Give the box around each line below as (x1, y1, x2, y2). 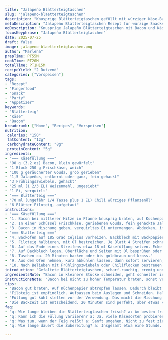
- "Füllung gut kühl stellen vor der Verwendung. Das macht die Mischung (5, 295, 162, 300)
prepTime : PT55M (5, 53, 39, 59)
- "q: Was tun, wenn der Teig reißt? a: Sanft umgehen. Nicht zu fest (5, 318, 155, 324)
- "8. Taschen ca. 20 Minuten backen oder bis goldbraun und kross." (5, 253, 153, 259)
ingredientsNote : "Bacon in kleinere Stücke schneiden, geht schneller (5, 272, 157, 277)
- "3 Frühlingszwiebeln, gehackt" (5, 179, 77, 184)
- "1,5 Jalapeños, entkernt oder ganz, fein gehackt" (5, 174, 120, 180)
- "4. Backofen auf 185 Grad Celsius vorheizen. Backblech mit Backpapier (5, 235, 164, 240)
